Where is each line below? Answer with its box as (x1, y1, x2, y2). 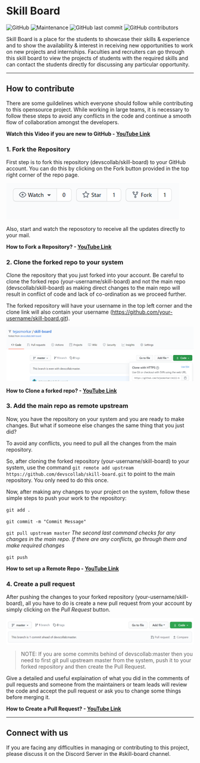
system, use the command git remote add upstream (6, 464, 134, 471)
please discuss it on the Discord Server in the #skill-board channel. (6, 750, 171, 757)
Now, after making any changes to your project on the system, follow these (6, 488, 190, 495)
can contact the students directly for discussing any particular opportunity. (6, 61, 190, 68)
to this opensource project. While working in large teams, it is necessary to (6, 106, 189, 113)
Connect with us (6, 728, 68, 738)
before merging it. (6, 694, 51, 700)
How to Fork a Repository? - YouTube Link (6, 243, 112, 251)
